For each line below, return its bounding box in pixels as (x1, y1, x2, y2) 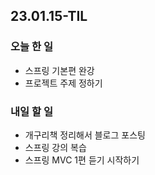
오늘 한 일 (10, 40, 53, 54)
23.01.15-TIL (10, 8, 88, 25)
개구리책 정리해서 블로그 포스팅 (24, 129, 146, 141)
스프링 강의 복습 (24, 141, 87, 153)
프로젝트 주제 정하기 (24, 77, 103, 89)
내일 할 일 (10, 104, 53, 118)
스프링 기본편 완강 (24, 64, 95, 76)
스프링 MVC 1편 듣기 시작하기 (24, 154, 140, 166)
